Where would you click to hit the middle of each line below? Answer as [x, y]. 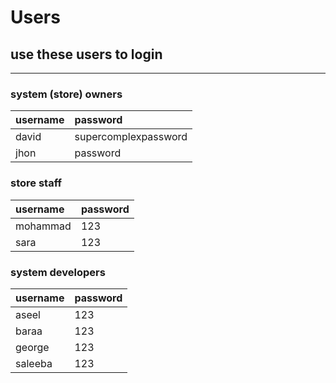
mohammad [43, 226]
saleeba [34, 363]
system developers [58, 272]
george [32, 347]
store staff [36, 183]
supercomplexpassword [131, 137]
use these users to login [86, 54]
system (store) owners [66, 94]
